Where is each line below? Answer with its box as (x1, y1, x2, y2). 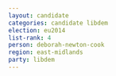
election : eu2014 (8, 26, 66, 34)
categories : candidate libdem (8, 19, 109, 27)
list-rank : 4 (8, 33, 52, 42)
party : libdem (8, 56, 56, 64)
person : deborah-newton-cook (8, 41, 105, 49)
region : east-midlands (8, 48, 83, 56)
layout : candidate (8, 11, 69, 20)
